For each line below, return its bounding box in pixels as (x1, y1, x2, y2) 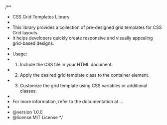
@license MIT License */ (12, 115, 63, 120)
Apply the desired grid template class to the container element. (19, 72, 150, 78)
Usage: (12, 51, 27, 57)
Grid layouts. (12, 30, 39, 35)
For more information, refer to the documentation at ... (12, 99, 124, 104)
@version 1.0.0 (12, 109, 43, 115)
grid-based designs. (12, 40, 54, 46)
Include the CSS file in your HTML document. (19, 62, 113, 67)
